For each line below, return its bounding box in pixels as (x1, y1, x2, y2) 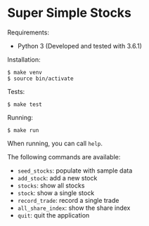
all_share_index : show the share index (17, 204, 131, 212)
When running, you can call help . (7, 139, 103, 147)
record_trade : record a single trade (17, 196, 119, 204)
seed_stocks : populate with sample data (17, 166, 133, 175)
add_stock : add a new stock (17, 173, 98, 182)
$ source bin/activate (7, 75, 74, 82)
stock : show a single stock (17, 188, 95, 197)
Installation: (7, 55, 41, 64)
